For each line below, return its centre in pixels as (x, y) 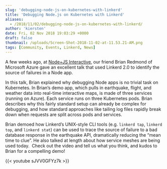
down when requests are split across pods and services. (64, 115)
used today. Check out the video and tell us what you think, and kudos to (81, 146)
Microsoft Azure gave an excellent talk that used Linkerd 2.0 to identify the (82, 67)
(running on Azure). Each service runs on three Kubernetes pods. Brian (79, 98)
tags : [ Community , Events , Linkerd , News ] (50, 47)
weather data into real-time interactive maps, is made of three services (79, 93)
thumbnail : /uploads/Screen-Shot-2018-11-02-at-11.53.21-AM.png (74, 43)
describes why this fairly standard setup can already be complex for (76, 103)
